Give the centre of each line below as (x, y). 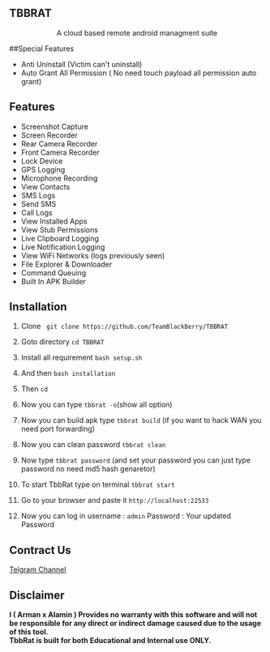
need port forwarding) (58, 429)
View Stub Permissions (59, 229)
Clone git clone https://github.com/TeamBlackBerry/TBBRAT (124, 326)
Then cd (34, 389)
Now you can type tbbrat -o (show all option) (96, 405)
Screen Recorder (49, 135)
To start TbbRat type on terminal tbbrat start (98, 484)
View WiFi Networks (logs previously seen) (93, 255)
